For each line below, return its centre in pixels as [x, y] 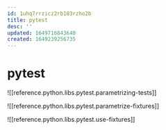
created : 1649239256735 [42, 39]
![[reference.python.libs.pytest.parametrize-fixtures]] [83, 106]
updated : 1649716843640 [42, 33]
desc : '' [20, 26]
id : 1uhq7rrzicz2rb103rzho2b [49, 13]
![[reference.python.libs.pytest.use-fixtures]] [71, 120]
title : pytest [28, 20]
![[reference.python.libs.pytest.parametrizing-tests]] [82, 93]
